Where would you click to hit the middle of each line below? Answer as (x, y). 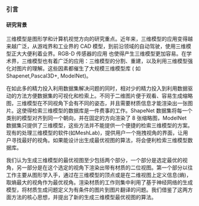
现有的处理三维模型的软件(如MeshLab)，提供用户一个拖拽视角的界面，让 (95, 133)
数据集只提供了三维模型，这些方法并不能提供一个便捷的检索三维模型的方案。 (99, 125)
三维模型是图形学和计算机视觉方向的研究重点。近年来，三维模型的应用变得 (97, 39)
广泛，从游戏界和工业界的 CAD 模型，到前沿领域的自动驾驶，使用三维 (101, 46)
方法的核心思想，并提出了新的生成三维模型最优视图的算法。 (84, 197)
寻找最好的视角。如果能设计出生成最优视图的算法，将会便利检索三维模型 (99, 140)
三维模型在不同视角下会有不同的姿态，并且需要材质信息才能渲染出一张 (102, 103)
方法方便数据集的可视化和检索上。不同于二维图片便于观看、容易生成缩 (102, 96)
